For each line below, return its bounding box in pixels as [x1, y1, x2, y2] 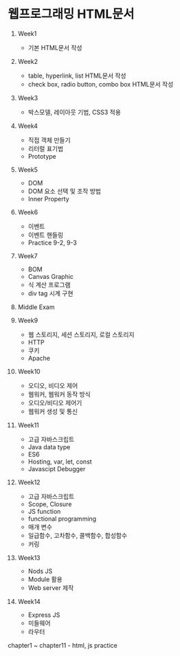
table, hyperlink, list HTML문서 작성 [27, 71, 126, 80]
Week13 [17, 554, 41, 562]
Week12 [17, 478, 41, 486]
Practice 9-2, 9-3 [27, 238, 78, 247]
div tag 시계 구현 [27, 289, 74, 297]
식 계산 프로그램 [27, 280, 71, 289]
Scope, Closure [27, 499, 72, 508]
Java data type [27, 442, 71, 451]
